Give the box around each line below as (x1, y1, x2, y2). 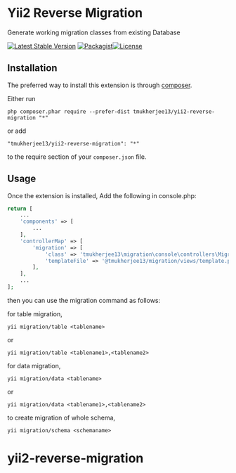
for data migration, (7, 361, 61, 370)
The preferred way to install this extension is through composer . (7, 81, 192, 89)
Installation (7, 62, 58, 74)
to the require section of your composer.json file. (7, 153, 147, 161)
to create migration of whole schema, (7, 413, 116, 422)
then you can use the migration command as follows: (7, 296, 161, 304)
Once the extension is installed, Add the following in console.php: (7, 191, 197, 200)
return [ (7, 205, 33, 212)
